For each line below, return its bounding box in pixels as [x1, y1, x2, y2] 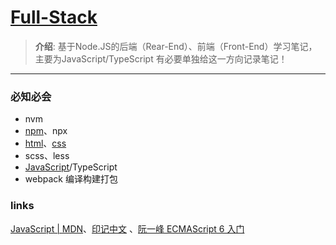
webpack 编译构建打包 [24, 173, 118, 185]
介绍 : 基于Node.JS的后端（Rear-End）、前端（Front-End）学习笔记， [34, 40, 318, 52]
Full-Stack [10, 6, 98, 29]
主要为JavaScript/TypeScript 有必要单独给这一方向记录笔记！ [34, 52, 288, 65]
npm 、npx [24, 125, 68, 137]
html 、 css [24, 137, 67, 150]
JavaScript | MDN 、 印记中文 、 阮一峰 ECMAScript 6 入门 [10, 222, 245, 235]
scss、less [24, 150, 70, 162]
